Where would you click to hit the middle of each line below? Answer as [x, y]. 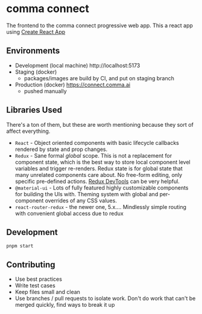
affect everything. [28, 131]
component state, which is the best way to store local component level [103, 162]
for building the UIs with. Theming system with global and [87, 194]
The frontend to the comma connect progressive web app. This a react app [99, 25]
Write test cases [35, 286]
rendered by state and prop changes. [61, 149]
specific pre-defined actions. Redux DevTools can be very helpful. [97, 181]
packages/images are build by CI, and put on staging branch [99, 78]
